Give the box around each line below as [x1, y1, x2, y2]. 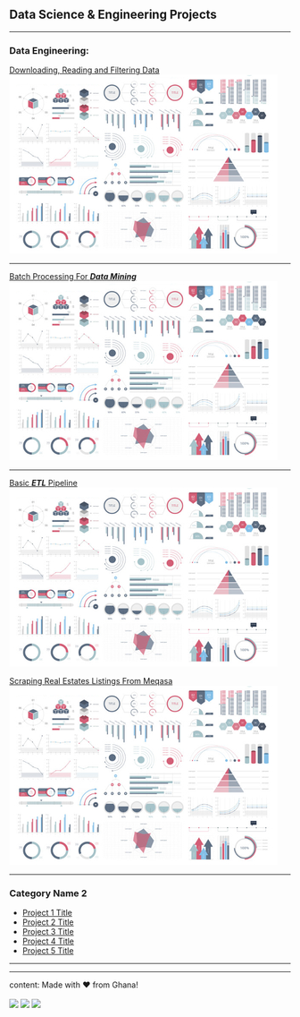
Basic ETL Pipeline [9, 478, 78, 489]
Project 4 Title [21, 936, 74, 947]
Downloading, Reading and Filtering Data [9, 64, 160, 75]
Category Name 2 [9, 887, 87, 900]
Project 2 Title [21, 917, 74, 927]
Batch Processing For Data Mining [9, 271, 137, 282]
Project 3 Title [21, 927, 74, 937]
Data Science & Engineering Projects [9, 7, 217, 22]
